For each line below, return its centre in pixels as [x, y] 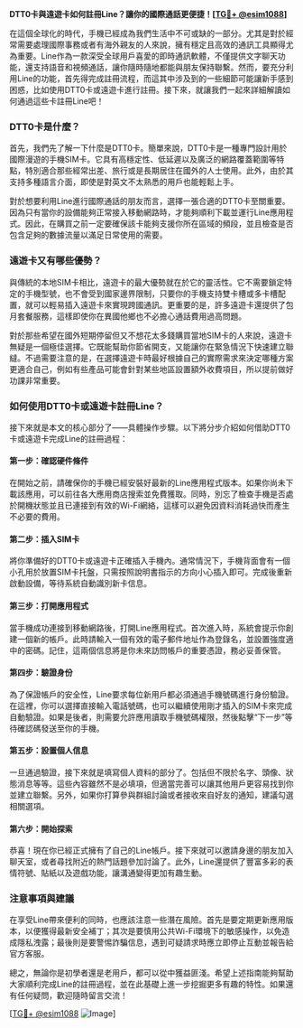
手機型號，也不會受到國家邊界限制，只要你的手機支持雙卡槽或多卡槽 [151, 294]
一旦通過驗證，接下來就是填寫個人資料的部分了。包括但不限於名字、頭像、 [147, 772]
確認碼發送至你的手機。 [60, 728]
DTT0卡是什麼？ [45, 126]
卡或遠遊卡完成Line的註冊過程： [69, 438]
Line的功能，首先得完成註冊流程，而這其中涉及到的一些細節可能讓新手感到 [155, 79]
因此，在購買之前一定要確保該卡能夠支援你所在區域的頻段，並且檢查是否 [159, 224]
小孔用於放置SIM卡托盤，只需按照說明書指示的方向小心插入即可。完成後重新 [151, 572]
